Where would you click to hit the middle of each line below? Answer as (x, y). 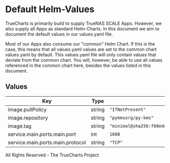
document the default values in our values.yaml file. (59, 34)
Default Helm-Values (50, 9)
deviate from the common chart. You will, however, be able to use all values (84, 60)
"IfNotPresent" (128, 109)
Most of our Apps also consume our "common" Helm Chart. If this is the (80, 44)
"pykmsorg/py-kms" (132, 118)
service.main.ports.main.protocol (47, 142)
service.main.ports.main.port (42, 134)
